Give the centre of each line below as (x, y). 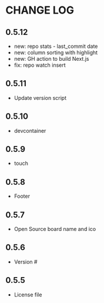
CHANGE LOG (40, 10)
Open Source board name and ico (55, 229)
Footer (22, 196)
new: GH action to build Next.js (51, 59)
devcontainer (30, 131)
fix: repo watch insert (40, 65)
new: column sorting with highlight (56, 53)
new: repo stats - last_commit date (56, 46)
